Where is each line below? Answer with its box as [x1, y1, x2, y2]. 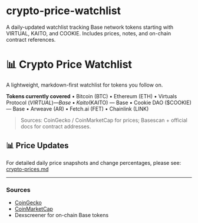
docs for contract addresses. [20, 122, 91, 130]
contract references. [6, 36, 56, 43]
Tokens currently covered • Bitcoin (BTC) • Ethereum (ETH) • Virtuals [6, 92, 177, 99]
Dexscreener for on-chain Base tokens [14, 211, 109, 218]
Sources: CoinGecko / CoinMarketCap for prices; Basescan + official [20, 117, 187, 124]
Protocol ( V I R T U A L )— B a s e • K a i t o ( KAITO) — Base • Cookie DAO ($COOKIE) [6, 99, 192, 106]
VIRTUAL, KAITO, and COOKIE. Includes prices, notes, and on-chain [6, 29, 171, 36]
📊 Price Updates [6, 141, 69, 151]
